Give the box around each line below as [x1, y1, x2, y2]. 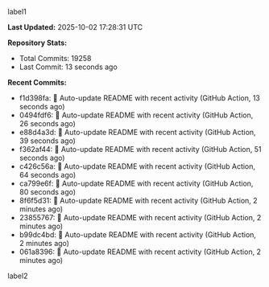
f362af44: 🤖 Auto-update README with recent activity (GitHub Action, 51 [19, 145, 262, 154]
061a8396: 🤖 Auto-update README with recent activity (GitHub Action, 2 [19, 247, 261, 256]
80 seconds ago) [19, 187, 77, 196]
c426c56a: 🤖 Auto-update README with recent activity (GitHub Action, [19, 162, 255, 171]
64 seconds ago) [19, 170, 77, 179]
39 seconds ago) [19, 136, 76, 146]
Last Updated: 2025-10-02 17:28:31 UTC [7, 23, 143, 31]
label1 [7, 7, 27, 16]
